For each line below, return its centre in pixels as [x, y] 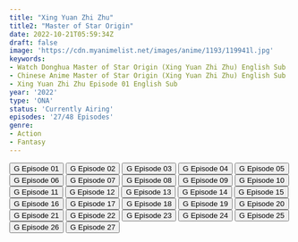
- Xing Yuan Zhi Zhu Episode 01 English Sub [94, 84]
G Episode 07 [93, 180]
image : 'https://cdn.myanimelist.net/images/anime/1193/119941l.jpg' [142, 51]
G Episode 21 [37, 215]
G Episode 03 [149, 168]
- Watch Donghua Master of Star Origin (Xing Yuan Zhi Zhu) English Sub [148, 68]
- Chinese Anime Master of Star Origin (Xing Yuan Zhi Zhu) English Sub [148, 76]
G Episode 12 [92, 192]
